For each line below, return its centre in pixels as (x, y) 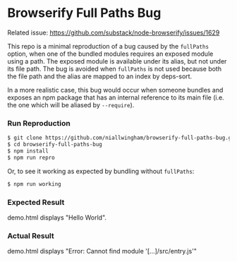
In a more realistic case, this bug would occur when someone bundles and (115, 90)
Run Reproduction (39, 123)
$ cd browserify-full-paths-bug (55, 145)
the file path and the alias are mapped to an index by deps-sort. (100, 76)
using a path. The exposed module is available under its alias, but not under (117, 61)
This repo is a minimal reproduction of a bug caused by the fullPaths (108, 46)
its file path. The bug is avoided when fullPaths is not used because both (115, 69)
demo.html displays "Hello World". (57, 218)
